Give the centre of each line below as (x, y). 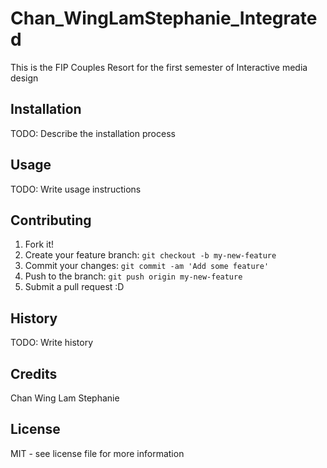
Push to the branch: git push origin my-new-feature (133, 276)
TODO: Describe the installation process (93, 133)
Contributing (51, 220)
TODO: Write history (52, 343)
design (24, 78)
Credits (34, 373)
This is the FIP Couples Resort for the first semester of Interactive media (159, 67)
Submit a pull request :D (74, 287)
